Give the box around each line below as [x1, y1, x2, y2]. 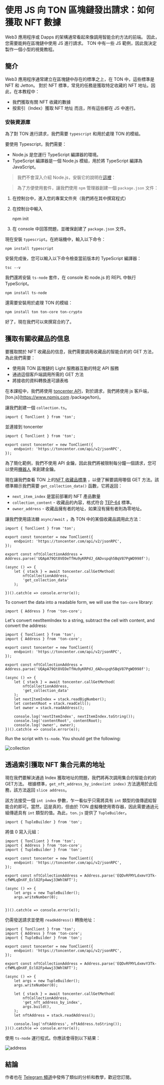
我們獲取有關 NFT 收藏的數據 [12, 99, 71, 105]
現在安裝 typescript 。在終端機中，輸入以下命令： [5, 236, 106, 242]
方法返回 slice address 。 [18, 787, 70, 793]
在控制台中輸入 [12, 206, 43, 212]
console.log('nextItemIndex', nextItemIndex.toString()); [14, 714, 135, 719]
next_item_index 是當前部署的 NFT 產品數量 [12, 493, 101, 499]
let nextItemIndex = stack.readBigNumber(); [14, 696, 107, 702]
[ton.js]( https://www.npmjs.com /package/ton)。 [5, 394, 104, 400]
